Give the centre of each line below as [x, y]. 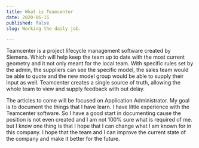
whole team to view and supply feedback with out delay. [76, 89]
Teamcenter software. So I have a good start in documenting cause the [94, 113]
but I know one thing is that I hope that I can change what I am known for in [99, 126]
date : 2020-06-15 [28, 17]
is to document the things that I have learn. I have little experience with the [98, 107]
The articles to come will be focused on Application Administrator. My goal [98, 101]
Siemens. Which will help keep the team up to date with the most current [96, 57]
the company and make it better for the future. [63, 139]
